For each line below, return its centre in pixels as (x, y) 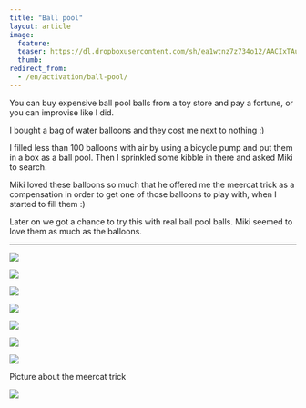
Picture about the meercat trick (68, 376)
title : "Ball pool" (46, 18)
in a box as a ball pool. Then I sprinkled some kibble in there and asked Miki (151, 157)
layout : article (40, 26)
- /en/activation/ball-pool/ (73, 77)
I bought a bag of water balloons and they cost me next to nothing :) (137, 130)
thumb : (30, 60)
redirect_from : (38, 69)
